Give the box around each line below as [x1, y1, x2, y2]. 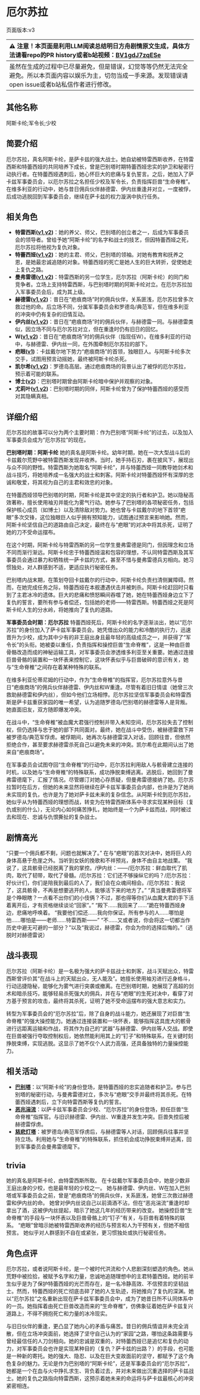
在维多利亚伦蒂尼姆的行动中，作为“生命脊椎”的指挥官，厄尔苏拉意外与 [6, 676, 178, 683]
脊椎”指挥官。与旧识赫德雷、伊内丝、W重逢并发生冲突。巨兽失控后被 [20, 1113, 189, 1120]
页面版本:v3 [6, 26, 35, 33]
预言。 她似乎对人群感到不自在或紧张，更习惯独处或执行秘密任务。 [6, 1229, 170, 1236]
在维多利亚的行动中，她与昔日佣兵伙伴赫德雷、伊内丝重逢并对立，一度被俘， [6, 185, 194, 193]
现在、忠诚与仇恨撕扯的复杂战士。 [16, 813, 100, 820]
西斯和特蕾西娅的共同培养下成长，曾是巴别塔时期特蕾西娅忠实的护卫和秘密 [6, 163, 189, 170]
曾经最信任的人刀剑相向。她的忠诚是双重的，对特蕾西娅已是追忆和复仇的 [6, 1338, 183, 1345]
